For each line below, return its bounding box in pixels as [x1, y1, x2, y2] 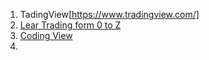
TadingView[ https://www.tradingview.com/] [19, 9, 200, 20]
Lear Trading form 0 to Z [19, 19, 122, 31]
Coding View [19, 30, 73, 41]
